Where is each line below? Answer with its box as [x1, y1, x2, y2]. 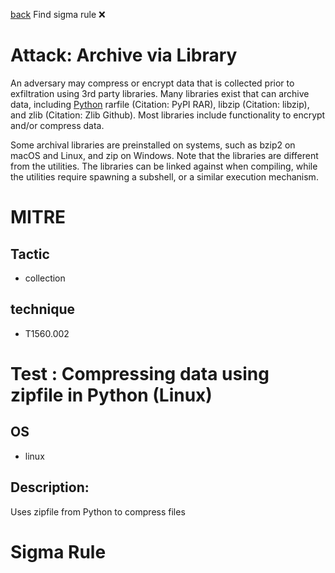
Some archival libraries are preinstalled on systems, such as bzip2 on [10, 139, 296, 151]
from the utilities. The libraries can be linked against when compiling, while [10, 160, 318, 172]
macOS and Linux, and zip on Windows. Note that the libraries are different [10, 149, 319, 161]
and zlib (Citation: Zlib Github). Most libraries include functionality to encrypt [10, 109, 326, 121]
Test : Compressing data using [10, 362, 270, 385]
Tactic [10, 245, 50, 263]
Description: [10, 479, 90, 496]
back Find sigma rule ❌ [10, 9, 106, 20]
